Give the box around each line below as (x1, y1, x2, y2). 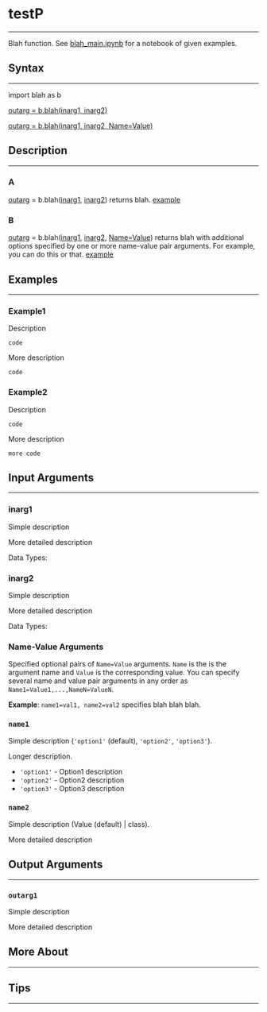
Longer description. (8, 751, 73, 761)
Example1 (8, 305, 46, 316)
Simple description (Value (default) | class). (8, 819, 150, 829)
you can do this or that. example (8, 249, 114, 259)
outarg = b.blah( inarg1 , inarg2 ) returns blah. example (8, 195, 181, 204)
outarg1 (8, 890, 38, 900)
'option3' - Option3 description (19, 783, 125, 793)
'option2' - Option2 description (19, 775, 125, 785)
